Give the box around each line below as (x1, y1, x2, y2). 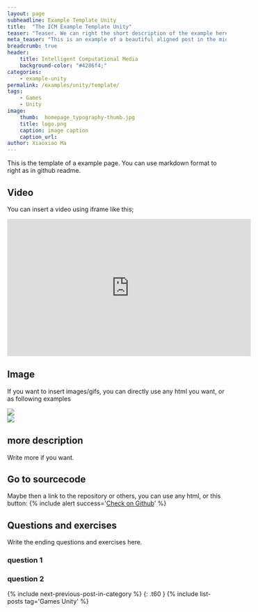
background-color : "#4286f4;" (19, 62, 108, 69)
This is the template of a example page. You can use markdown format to (7, 159, 217, 167)
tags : (7, 88, 23, 95)
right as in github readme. (7, 167, 81, 175)
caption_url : (19, 133, 58, 140)
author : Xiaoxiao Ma (7, 140, 67, 147)
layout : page (7, 10, 45, 17)
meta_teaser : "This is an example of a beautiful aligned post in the (7, 36, 216, 43)
